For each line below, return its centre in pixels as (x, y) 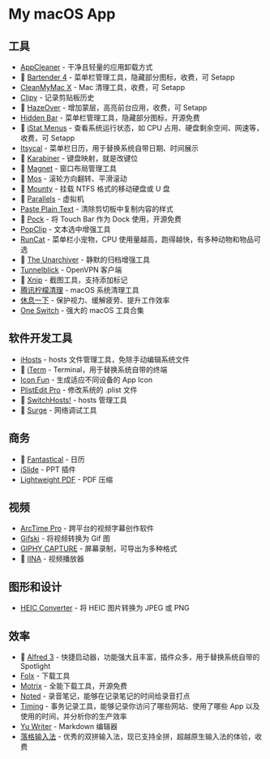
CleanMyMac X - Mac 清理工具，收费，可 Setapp (102, 87)
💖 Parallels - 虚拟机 (52, 199)
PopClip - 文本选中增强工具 (65, 229)
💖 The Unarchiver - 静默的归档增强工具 (85, 259)
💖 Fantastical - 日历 (52, 459)
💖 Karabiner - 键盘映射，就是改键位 (79, 158)
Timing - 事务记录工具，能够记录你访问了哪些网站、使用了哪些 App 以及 (140, 706)
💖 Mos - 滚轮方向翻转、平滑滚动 (73, 178)
